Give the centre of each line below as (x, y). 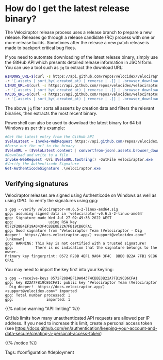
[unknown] (15, 239)
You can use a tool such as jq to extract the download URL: (64, 67)
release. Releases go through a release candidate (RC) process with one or (80, 37)
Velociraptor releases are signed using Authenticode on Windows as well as (81, 195)
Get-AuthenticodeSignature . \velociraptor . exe (53, 169)
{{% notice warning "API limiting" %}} (42, 309)
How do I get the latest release (67, 9)
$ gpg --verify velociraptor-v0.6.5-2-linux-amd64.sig (62, 209)
